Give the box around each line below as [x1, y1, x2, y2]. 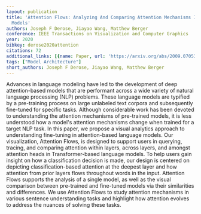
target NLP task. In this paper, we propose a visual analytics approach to [6, 125, 185, 132]
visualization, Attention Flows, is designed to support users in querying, [6, 138, 182, 145]
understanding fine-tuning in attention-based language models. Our [6, 132, 173, 139]
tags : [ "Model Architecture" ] [6, 59, 82, 65]
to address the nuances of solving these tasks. [6, 201, 121, 209]
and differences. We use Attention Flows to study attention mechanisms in [6, 189, 190, 196]
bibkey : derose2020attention [6, 42, 79, 48]
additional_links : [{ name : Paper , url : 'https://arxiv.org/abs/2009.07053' [6, 53, 199, 59]
